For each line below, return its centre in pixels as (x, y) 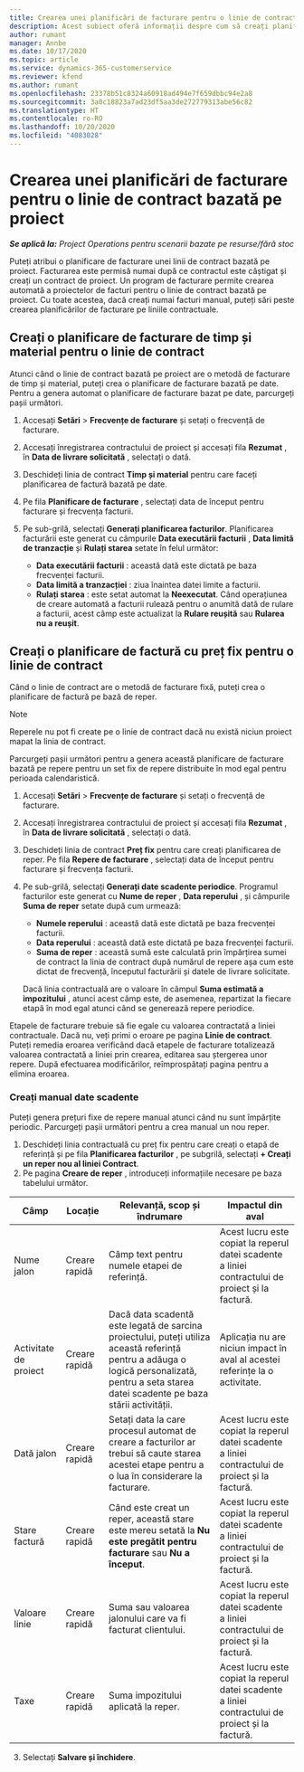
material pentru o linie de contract (107, 352)
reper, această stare (151, 1519)
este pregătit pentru (152, 1541)
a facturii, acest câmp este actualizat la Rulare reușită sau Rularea (160, 613)
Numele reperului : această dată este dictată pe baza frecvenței (156, 924)
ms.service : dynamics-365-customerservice (90, 69)
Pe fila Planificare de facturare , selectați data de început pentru (143, 501)
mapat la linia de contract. (58, 742)
